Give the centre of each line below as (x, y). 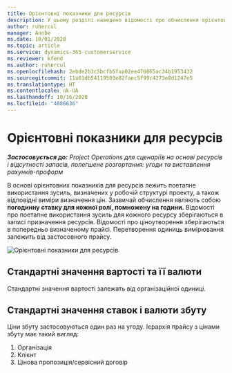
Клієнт (27, 355)
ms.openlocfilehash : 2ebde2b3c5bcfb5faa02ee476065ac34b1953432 (100, 71)
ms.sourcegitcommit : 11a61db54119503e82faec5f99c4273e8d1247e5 (100, 78)
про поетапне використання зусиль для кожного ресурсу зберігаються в (115, 215)
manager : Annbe (29, 33)
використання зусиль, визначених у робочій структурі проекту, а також (113, 192)
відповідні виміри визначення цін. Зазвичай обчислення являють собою (114, 200)
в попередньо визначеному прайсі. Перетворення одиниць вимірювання (116, 229)
